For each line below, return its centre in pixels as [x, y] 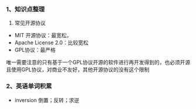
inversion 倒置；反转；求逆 [47, 100]
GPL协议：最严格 [35, 50]
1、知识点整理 [25, 9]
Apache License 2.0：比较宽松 [51, 43]
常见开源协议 [30, 23]
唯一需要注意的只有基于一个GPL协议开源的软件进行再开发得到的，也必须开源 [98, 62]
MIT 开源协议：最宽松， [43, 36]
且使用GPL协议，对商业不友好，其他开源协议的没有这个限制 [78, 70]
